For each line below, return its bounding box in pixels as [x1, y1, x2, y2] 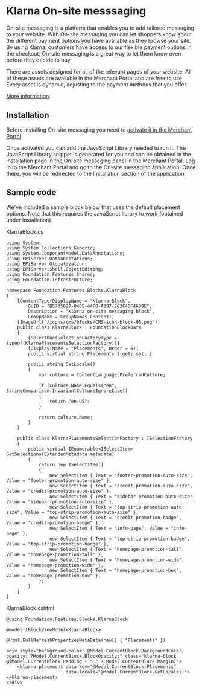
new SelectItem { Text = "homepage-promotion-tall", [49, 546, 185, 552]
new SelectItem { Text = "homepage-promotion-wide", [49, 557, 185, 563]
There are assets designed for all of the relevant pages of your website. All [6, 68, 192, 75]
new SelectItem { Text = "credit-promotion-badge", [49, 515, 182, 521]
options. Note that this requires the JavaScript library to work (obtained [6, 210, 183, 217]
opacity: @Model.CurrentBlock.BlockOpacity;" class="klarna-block [6, 653, 177, 659]
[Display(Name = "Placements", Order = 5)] [28, 345, 139, 352]
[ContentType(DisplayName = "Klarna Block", [17, 298, 131, 304]
